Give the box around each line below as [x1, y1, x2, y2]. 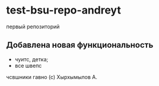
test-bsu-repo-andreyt [6, 4, 122, 17]
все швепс [14, 62, 42, 69]
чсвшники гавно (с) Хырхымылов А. [6, 73, 98, 80]
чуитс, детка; [14, 55, 49, 62]
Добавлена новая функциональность [6, 40, 154, 50]
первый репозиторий [6, 23, 60, 30]
